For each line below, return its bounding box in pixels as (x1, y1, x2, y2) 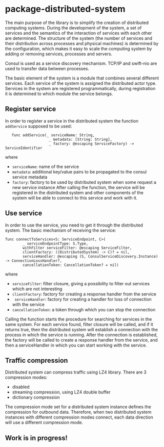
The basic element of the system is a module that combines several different (5, 75, 159, 81)
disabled (12, 384, 30, 390)
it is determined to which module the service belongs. (5, 91, 113, 97)
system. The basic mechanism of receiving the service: (5, 227, 116, 233)
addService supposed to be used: (5, 123, 72, 129)
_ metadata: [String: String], (48, 137, 112, 142)
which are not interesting (12, 286, 62, 292)
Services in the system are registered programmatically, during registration (5, 85, 156, 91)
